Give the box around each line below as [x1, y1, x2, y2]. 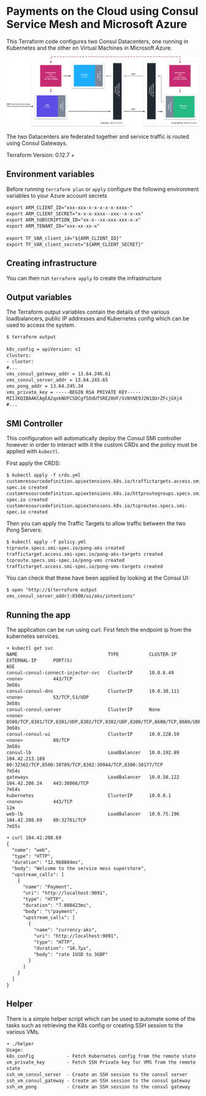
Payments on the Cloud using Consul [6, 4, 199, 18]
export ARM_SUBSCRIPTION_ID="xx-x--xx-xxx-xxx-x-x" [6, 217, 141, 223]
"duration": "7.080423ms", [22, 903, 92, 909]
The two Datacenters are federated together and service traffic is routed [6, 133, 189, 141]
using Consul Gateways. [6, 139, 67, 147]
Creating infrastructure [6, 258, 97, 268]
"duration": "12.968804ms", [12, 860, 84, 866]
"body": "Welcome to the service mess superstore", [12, 866, 147, 872]
